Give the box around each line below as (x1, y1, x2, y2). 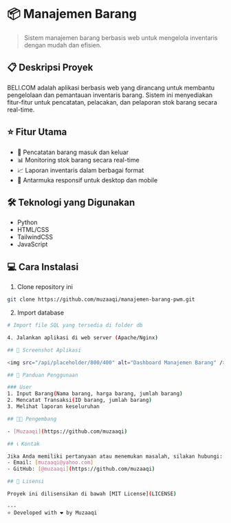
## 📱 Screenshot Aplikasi (7, 346, 81, 354)
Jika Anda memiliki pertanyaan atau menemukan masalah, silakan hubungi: (7, 453, 223, 460)
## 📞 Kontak (7, 440, 40, 447)
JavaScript (16, 240, 48, 248)
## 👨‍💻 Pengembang (7, 415, 57, 423)
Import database (16, 308, 64, 317)
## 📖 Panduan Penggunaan (7, 372, 78, 378)
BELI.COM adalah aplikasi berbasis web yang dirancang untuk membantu (7, 83, 215, 92)
